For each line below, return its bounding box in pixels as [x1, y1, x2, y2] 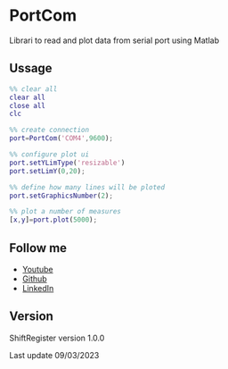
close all [9, 101, 46, 110]
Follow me [9, 240, 68, 256]
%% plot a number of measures [9, 207, 122, 216]
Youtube [21, 264, 53, 274]
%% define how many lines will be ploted [9, 182, 166, 192]
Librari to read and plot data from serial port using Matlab [9, 35, 220, 46]
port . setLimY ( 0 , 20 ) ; [9, 166, 86, 175]
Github [21, 273, 47, 284]
